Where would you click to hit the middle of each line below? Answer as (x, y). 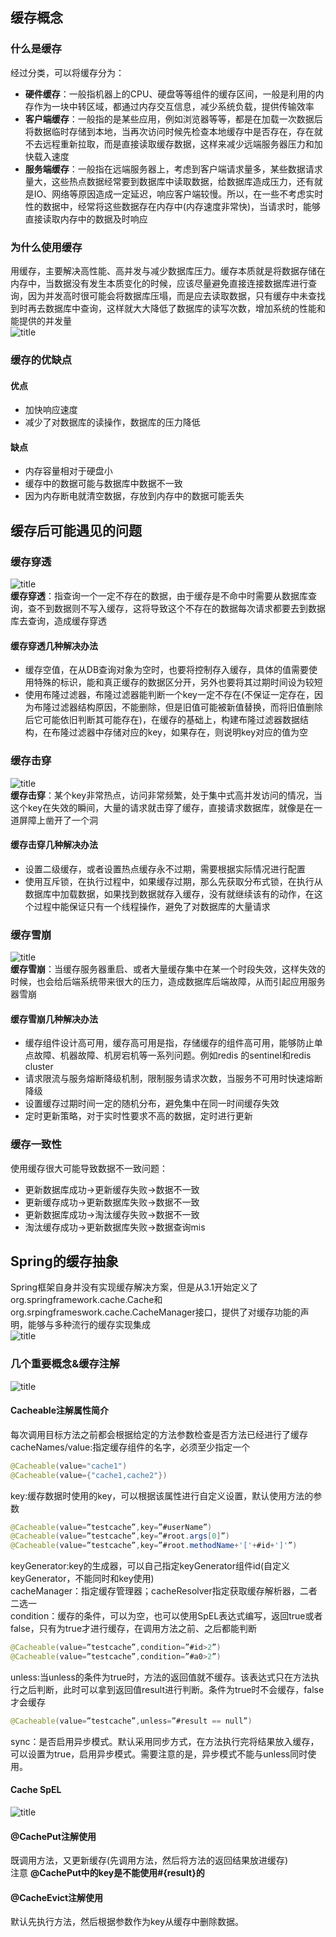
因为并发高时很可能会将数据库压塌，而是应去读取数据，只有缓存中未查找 (176, 295)
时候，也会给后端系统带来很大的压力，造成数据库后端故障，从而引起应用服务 (168, 981)
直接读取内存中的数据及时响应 (86, 219)
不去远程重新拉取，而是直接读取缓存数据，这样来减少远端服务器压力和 (169, 144)
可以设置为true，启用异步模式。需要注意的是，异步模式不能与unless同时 (159, 1754)
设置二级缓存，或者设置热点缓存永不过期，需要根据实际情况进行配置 (165, 869)
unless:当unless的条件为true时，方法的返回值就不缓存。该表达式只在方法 (161, 1677)
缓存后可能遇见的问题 (76, 530)
